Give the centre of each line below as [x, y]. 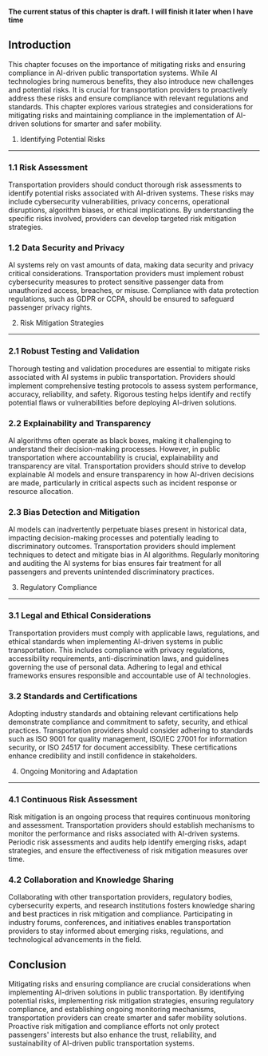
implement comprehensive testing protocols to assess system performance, [133, 386]
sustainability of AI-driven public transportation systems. [102, 1043]
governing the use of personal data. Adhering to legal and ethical [115, 666]
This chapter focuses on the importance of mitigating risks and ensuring [127, 64]
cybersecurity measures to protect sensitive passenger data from [116, 282]
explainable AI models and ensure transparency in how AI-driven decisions [131, 475]
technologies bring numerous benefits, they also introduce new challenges [131, 81]
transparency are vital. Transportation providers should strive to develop [127, 466]
